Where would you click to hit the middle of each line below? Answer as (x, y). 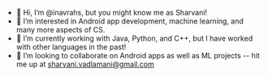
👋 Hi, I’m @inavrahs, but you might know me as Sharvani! (112, 13)
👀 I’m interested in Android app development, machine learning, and (130, 21)
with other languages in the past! (71, 47)
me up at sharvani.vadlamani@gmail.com (85, 64)
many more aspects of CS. (61, 30)
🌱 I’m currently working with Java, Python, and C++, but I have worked (134, 38)
